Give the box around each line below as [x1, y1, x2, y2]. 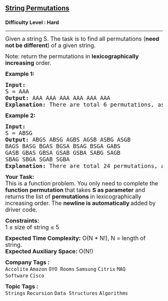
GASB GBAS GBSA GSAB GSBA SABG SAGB [5, 149, 121, 156]
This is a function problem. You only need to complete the [5, 180, 158, 187]
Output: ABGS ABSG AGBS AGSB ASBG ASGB [5, 136, 131, 143]
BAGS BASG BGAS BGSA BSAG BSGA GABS [5, 142, 121, 150]
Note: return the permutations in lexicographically [5, 53, 139, 60]
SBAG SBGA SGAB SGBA [5, 155, 70, 163]
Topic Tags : [5, 282, 38, 290]
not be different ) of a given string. [5, 42, 96, 49]
